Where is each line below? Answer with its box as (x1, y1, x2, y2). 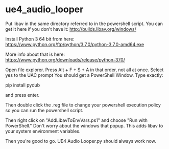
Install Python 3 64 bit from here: (5, 36, 75, 42)
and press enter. (5, 92, 40, 98)
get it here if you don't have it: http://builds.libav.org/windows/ (5, 26, 136, 32)
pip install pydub (5, 82, 40, 88)
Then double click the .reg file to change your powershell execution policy (5, 101, 161, 108)
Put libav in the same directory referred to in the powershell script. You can (5, 20, 163, 27)
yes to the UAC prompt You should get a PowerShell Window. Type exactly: (5, 72, 163, 78)
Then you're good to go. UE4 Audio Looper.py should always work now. (5, 138, 157, 144)
